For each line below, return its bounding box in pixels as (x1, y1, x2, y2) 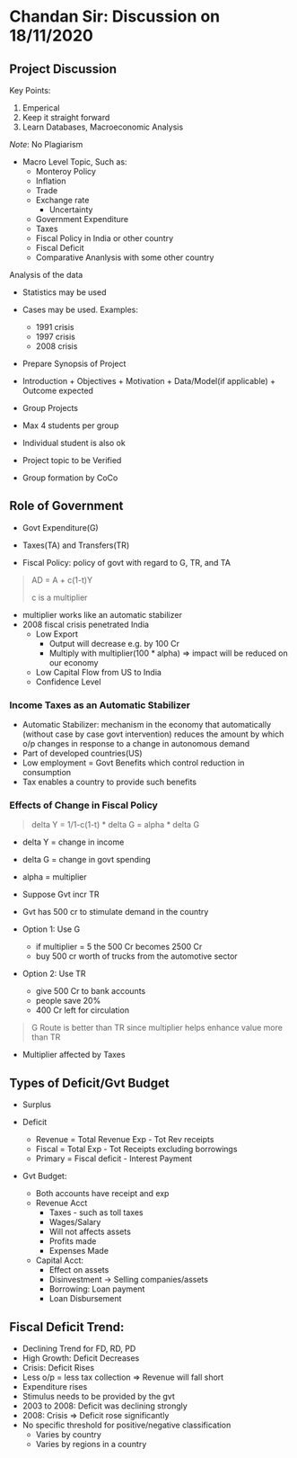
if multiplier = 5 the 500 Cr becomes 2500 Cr (35, 942, 203, 953)
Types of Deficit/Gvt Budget (9, 1075, 170, 1090)
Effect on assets (48, 1265, 109, 1275)
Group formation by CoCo (22, 472, 118, 483)
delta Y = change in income (22, 836, 125, 847)
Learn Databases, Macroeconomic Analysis (22, 121, 184, 132)
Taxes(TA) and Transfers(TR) (22, 540, 130, 550)
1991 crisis (35, 322, 74, 332)
